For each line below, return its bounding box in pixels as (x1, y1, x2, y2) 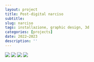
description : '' (5, 39, 38, 44)
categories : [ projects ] (5, 30, 53, 34)
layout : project (5, 7, 38, 12)
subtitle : (5, 16, 25, 21)
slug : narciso (5, 20, 34, 26)
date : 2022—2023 (5, 34, 38, 39)
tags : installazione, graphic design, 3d (5, 25, 90, 30)
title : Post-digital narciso (5, 12, 64, 16)
